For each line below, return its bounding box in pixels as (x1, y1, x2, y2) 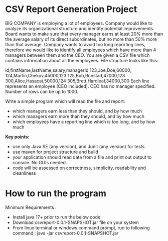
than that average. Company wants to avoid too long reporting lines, (5, 41, 146, 47)
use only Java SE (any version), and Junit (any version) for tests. (12, 143, 146, 149)
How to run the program (5, 188, 106, 199)
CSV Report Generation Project (5, 4, 137, 15)
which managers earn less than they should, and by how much (12, 108, 142, 114)
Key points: (5, 134, 30, 140)
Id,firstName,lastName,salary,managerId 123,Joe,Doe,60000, (5, 67, 132, 73)
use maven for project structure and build (12, 149, 99, 155)
